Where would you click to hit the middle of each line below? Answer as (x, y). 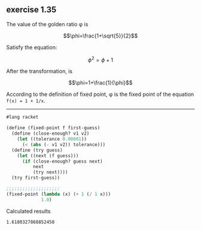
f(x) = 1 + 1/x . (26, 101)
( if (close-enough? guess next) (62, 161)
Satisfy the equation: (32, 47)
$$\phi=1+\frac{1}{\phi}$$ (100, 83)
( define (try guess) (37, 150)
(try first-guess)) (36, 178)
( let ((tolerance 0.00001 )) (52, 139)
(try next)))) (50, 172)
